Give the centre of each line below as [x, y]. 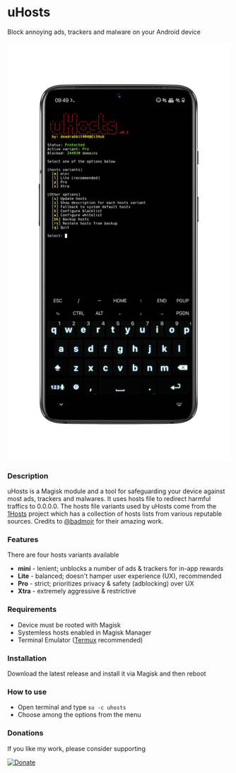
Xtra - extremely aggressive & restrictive [77, 591]
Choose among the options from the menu [79, 715]
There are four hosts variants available [63, 555]
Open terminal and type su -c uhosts [72, 707]
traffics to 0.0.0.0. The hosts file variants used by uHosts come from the [112, 507]
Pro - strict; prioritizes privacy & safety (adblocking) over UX [106, 584]
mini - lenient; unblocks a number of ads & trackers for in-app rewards [120, 569]
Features [23, 540]
